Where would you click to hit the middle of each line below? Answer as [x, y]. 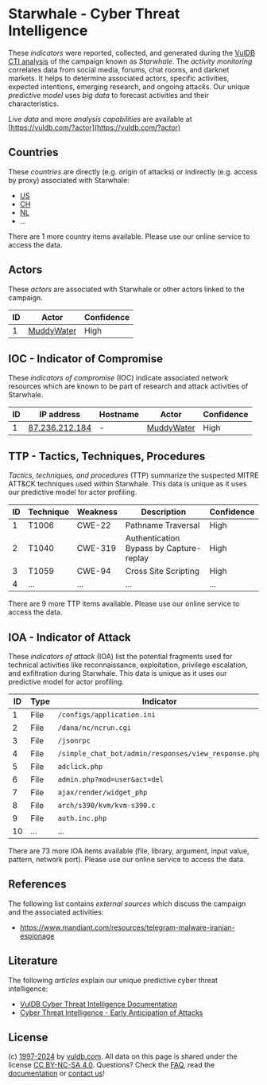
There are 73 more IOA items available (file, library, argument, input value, [129, 851]
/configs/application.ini [107, 714]
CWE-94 [94, 572]
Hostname [119, 415]
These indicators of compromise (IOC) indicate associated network [118, 378]
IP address [60, 415]
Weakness [97, 512]
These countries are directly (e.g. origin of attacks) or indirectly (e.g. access [133, 171]
